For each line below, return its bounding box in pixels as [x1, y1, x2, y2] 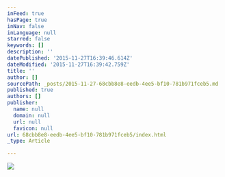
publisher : [7, 99, 38, 106]
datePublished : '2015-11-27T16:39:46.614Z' [7, 55, 133, 62]
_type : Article [7, 138, 51, 145]
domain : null [13, 112, 51, 119]
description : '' [7, 49, 53, 56]
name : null [13, 106, 44, 113]
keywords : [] [7, 42, 44, 49]
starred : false [7, 36, 51, 43]
